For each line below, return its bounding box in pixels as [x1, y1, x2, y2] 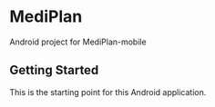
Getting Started [9, 63, 99, 78]
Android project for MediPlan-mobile [9, 36, 148, 47]
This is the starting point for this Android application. [9, 86, 207, 97]
